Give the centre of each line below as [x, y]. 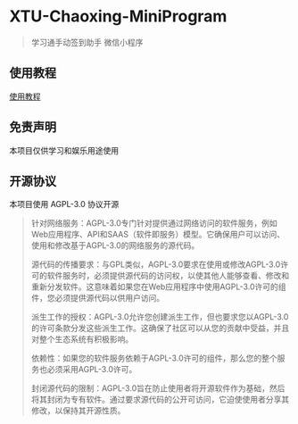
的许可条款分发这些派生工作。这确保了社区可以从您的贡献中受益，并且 [160, 328]
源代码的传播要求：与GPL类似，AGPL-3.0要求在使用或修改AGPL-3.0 [156, 264]
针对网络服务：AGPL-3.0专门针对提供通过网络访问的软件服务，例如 [154, 223]
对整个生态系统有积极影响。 [82, 339]
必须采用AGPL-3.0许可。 [92, 370]
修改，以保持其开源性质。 [78, 411]
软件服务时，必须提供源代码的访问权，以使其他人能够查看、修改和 [168, 276]
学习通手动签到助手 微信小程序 [87, 42]
